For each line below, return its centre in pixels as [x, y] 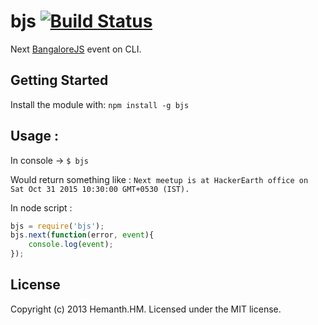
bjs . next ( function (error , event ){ [82, 235]
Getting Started [59, 80]
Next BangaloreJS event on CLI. [76, 49]
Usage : [35, 136]
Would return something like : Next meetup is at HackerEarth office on [159, 179]
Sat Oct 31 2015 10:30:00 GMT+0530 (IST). [100, 189]
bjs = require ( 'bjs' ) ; [57, 226]
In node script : [41, 207]
